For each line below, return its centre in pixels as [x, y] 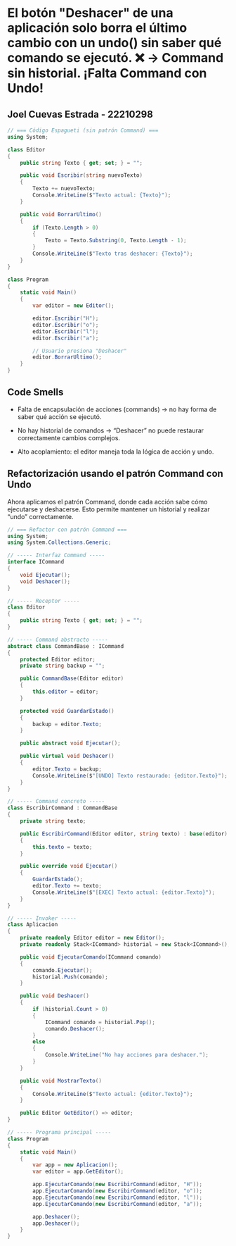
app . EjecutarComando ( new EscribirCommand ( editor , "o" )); [117, 1191]
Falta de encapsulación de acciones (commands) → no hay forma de [117, 409]
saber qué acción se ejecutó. [59, 416]
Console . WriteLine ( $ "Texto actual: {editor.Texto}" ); [113, 1094]
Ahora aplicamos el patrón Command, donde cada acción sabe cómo [107, 501]
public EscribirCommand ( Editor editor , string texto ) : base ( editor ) [124, 834]
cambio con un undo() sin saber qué [114, 43]
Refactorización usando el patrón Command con [115, 474]
